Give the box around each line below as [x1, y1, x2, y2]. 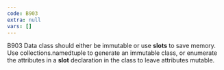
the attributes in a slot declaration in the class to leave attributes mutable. [7, 56, 215, 65]
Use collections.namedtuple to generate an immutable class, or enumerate [7, 49, 218, 57]
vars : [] [7, 23, 32, 30]
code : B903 [7, 10, 38, 17]
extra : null [7, 16, 41, 23]
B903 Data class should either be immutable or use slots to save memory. [7, 42, 216, 50]
